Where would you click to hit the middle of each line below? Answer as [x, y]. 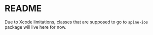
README [23, 9]
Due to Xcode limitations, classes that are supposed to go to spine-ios [76, 22]
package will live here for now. [36, 27]
